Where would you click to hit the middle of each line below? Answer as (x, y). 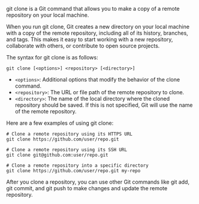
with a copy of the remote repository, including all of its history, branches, (97, 33)
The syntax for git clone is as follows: (52, 57)
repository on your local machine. (48, 15)
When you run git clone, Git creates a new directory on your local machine (98, 27)
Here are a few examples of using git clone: (60, 123)
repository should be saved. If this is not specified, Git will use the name (104, 105)
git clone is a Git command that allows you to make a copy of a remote (93, 9)
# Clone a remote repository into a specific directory (77, 166)
